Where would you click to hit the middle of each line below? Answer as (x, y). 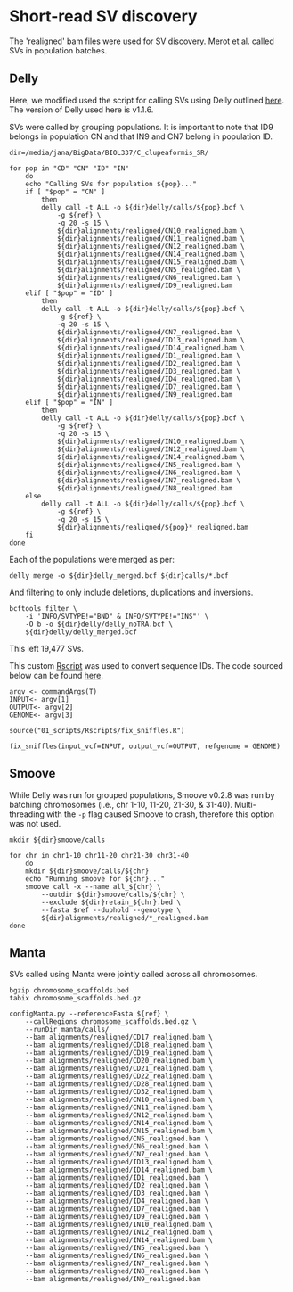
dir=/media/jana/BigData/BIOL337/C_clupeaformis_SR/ (109, 152)
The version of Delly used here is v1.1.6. (81, 110)
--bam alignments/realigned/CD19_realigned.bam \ (119, 1053)
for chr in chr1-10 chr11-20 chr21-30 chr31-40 (99, 855)
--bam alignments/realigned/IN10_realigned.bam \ (119, 1225)
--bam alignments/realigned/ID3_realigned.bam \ (117, 1193)
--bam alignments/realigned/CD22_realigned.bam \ (119, 1076)
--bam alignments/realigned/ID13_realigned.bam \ (119, 1162)
